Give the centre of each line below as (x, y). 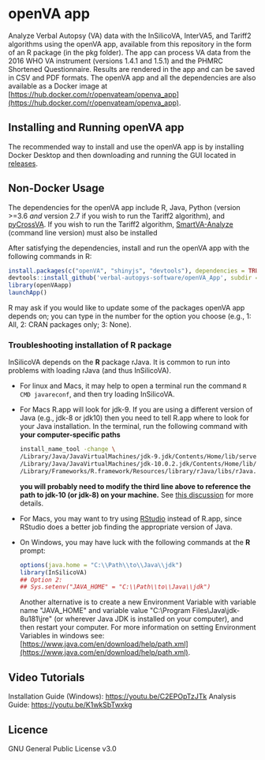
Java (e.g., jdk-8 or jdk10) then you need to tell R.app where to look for (134, 418)
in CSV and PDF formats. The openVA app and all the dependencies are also (132, 77)
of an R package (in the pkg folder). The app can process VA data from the (129, 52)
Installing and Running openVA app (96, 128)
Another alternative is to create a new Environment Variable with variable (138, 602)
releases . (23, 164)
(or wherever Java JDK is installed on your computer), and (149, 619)
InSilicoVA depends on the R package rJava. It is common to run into (119, 362)
